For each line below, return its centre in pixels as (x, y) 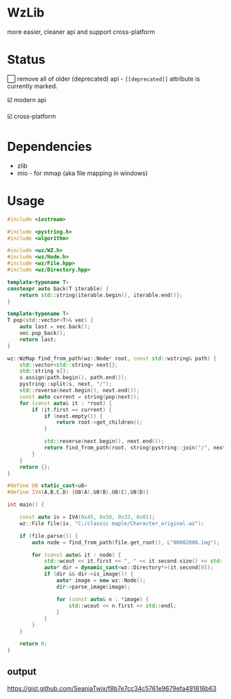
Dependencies (49, 147)
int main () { (26, 505)
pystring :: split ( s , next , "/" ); (66, 384)
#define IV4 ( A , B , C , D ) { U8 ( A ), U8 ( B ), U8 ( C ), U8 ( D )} (78, 492)
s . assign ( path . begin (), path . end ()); (74, 378)
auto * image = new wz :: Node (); (101, 580)
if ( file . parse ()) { (49, 536)
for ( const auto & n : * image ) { (102, 599)
